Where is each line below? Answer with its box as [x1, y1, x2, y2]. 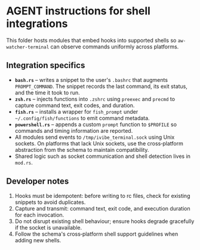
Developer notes [6, 176, 69, 187]
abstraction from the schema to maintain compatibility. [14, 146, 149, 153]
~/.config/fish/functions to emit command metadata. [14, 114, 150, 121]
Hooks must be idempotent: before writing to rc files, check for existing [14, 192, 190, 199]
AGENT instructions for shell [6, 4, 151, 18]
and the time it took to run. [14, 89, 81, 96]
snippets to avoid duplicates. [14, 199, 86, 206]
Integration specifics [6, 60, 85, 71]
